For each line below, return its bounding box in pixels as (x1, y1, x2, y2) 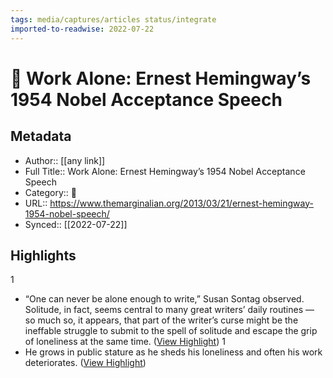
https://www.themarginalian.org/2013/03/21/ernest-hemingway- (49, 197, 314, 209)
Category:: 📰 (24, 186, 78, 198)
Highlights (10, 247, 77, 264)
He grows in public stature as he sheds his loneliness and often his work (24, 346, 323, 358)
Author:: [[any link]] (24, 154, 106, 166)
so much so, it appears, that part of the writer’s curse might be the (24, 314, 299, 326)
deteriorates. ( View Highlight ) (24, 357, 147, 369)
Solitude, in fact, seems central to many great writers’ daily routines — (24, 304, 315, 316)
